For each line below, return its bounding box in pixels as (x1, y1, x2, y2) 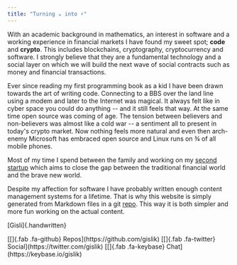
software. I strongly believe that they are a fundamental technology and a (7, 53, 221, 61)
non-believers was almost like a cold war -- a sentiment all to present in (7, 119, 217, 128)
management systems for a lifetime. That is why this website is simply (7, 192, 211, 200)
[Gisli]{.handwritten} (7, 221, 67, 229)
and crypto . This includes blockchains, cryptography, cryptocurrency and (7, 45, 224, 53)
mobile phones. (7, 141, 53, 150)
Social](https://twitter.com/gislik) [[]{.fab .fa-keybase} (7, 242, 165, 251)
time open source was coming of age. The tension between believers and (7, 112, 222, 120)
